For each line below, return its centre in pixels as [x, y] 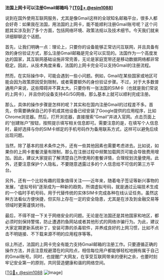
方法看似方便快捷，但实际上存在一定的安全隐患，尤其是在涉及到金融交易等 [84, 199]
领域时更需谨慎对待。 [26, 205]
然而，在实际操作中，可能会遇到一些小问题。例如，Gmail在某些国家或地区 [79, 76]
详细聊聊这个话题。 [24, 37]
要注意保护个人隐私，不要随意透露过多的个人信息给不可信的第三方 [84, 164]
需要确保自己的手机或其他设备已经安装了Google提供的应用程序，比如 [87, 111]
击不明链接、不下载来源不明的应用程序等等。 [50, 234]
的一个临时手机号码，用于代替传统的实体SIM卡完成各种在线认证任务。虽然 [80, 193]
